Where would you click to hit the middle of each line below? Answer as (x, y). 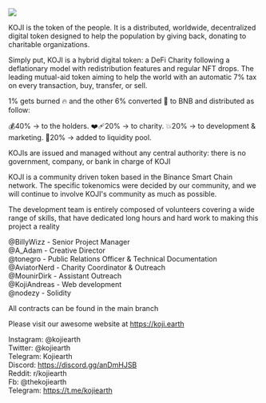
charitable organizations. (49, 44)
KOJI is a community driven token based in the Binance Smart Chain (121, 177)
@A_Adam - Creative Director (57, 250)
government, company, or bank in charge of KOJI (89, 162)
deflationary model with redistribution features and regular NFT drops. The (131, 68)
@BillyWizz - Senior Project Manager (69, 242)
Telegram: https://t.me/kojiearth (61, 390)
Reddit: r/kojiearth (38, 373)
